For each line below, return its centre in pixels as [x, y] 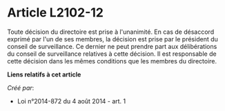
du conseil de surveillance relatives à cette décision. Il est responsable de [112, 54]
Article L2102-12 [55, 13]
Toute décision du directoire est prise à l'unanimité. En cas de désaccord [111, 32]
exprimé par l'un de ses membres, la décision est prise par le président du [113, 39]
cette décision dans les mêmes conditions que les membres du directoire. [112, 61]
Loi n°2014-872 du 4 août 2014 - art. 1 [71, 101]
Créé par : [21, 88]
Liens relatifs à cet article [44, 74]
